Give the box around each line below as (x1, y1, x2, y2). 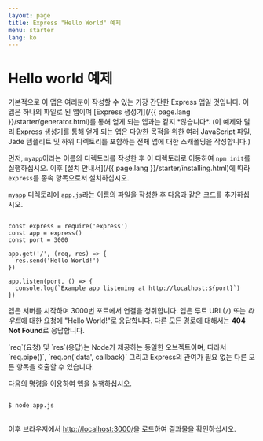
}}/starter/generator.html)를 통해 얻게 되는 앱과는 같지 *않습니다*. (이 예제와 (8, 117, 243, 127)
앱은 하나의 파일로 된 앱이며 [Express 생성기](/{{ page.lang (8, 107, 191, 117)
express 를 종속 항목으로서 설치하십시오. (8, 173, 130, 183)
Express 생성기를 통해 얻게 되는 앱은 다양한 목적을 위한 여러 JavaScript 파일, (16, 127, 253, 136)
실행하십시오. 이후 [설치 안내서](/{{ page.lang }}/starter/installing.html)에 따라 (8, 163, 250, 173)
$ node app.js (8, 402, 55, 409)
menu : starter (8, 26, 55, 34)
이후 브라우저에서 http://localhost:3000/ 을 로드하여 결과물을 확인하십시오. (8, 424, 237, 434)
